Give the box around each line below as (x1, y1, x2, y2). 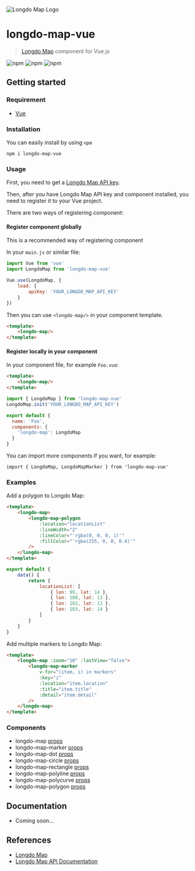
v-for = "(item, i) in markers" (39, 669, 117, 675)
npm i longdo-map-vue (6, 150, 62, 156)
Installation (6, 125, 41, 133)
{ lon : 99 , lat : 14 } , (50, 589, 109, 595)
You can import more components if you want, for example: (6, 452, 156, 459)
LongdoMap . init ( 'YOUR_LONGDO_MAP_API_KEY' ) (6, 401, 120, 407)
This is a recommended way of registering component (6, 237, 143, 244)
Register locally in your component (6, 347, 97, 355)
